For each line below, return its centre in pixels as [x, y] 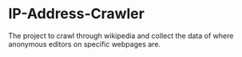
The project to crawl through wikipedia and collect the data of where [121, 36]
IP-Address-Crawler [77, 14]
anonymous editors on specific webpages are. [85, 44]
